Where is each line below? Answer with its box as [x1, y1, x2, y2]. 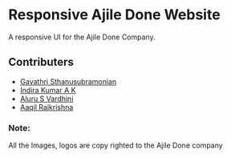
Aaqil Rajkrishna [19, 102, 74, 111]
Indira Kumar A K [19, 85, 76, 95]
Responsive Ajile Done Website [8, 6, 221, 24]
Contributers [8, 55, 75, 69]
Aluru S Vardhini [19, 94, 74, 103]
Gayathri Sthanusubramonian [19, 76, 117, 86]
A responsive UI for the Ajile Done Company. [8, 32, 156, 42]
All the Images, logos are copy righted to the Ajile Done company [8, 140, 223, 150]
